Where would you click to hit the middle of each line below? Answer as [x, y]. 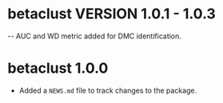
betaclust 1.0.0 [58, 68]
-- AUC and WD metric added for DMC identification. [94, 36]
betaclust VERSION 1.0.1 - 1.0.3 [112, 14]
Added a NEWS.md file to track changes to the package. [108, 90]
